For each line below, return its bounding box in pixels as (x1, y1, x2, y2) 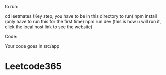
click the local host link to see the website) (5, 24, 93, 30)
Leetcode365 (5, 61, 62, 72)
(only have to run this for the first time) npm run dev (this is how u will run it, (5, 19, 161, 24)
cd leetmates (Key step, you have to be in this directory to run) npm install (5, 13, 157, 19)
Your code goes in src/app (5, 43, 60, 49)
